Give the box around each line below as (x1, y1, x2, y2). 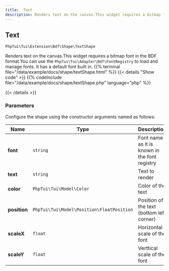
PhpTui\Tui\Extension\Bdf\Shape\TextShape (5, 44, 96, 49)
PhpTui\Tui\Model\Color (32, 186, 90, 192)
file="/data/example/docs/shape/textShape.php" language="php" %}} (5, 80, 151, 86)
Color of (138, 182, 157, 189)
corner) (138, 215, 156, 223)
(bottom (138, 209, 157, 216)
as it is (138, 140, 153, 147)
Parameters (5, 102, 34, 109)
